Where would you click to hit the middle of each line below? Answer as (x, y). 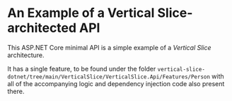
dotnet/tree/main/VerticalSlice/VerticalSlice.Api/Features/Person (109, 77)
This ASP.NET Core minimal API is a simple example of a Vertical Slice (109, 47)
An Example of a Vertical (81, 13)
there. (16, 91)
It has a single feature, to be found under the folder (82, 69)
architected (42, 28)
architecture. (26, 55)
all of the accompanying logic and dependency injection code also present (116, 83)
